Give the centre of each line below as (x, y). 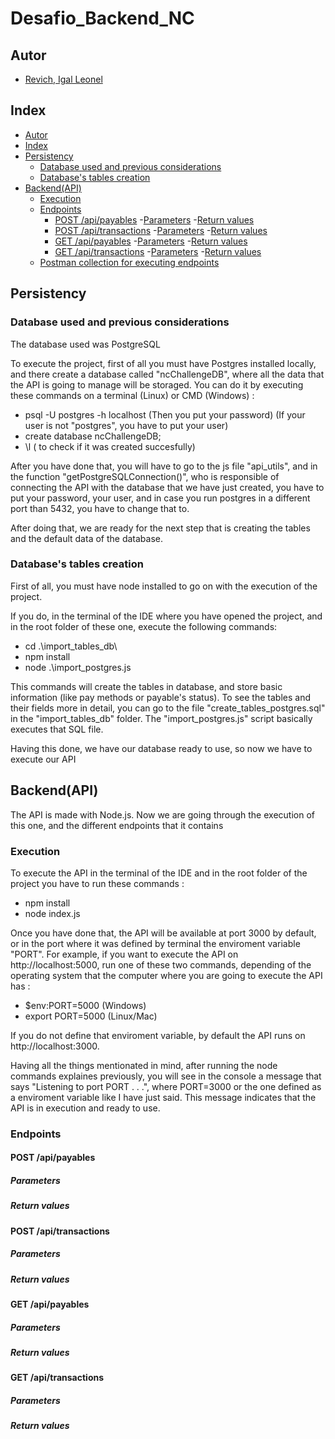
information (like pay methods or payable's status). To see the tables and (160, 697)
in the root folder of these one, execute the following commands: (144, 626)
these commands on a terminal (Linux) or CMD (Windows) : (132, 395)
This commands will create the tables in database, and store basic (146, 686)
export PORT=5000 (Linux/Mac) (91, 1016)
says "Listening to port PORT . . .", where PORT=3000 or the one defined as (166, 1086)
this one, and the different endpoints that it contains (117, 825)
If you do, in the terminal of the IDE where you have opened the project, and (166, 616)
